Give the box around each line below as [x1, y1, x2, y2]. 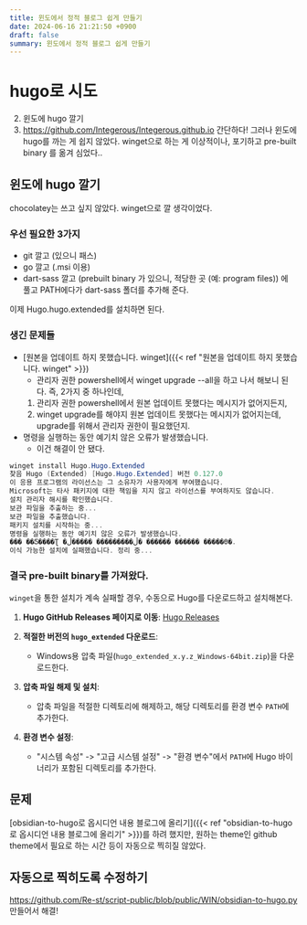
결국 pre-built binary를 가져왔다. [9, 569, 149, 582]
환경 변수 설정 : [22, 731, 74, 742]
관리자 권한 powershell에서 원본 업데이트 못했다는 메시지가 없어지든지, [36, 397, 288, 408]
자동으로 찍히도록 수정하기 [9, 869, 148, 885]
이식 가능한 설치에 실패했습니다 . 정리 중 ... [9, 546, 153, 556]
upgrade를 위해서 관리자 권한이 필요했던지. [36, 420, 190, 431]
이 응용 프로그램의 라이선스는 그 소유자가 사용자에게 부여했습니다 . [9, 478, 224, 487]
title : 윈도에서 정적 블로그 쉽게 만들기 [9, 13, 143, 23]
